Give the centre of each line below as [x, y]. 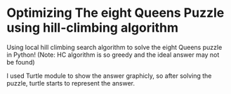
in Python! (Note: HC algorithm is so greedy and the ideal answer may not [113, 55]
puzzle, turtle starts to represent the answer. [71, 83]
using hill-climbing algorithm [93, 28]
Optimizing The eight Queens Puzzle [115, 13]
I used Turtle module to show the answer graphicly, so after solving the [109, 76]
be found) [21, 62]
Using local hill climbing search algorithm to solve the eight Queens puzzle [114, 47]
